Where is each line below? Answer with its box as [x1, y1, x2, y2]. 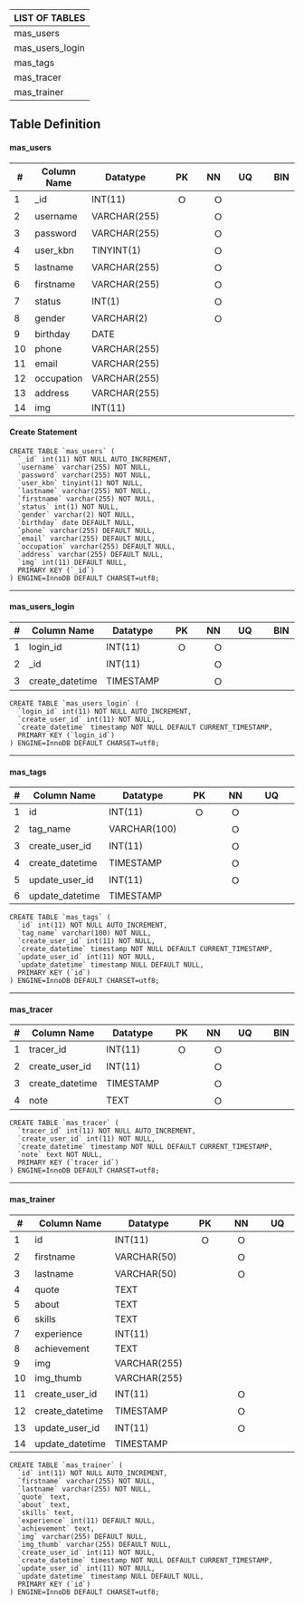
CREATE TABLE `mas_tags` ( [9, 913, 111, 922]
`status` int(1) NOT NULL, [17, 502, 119, 511]
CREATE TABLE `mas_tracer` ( [9, 1119, 119, 1128]
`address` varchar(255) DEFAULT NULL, [17, 550, 165, 559]
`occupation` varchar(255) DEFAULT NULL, [17, 541, 176, 551]
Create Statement [9, 426, 78, 438]
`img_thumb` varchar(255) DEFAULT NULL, [17, 1540, 172, 1549]
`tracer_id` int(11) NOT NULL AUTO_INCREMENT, [17, 1126, 196, 1136]
